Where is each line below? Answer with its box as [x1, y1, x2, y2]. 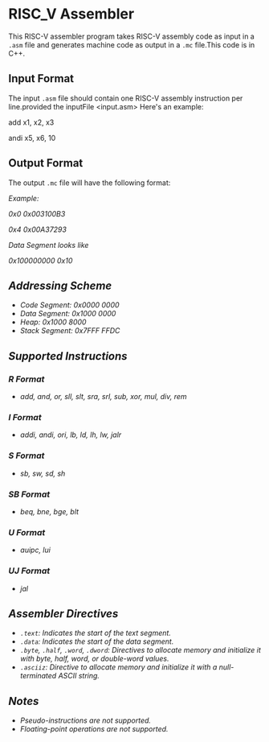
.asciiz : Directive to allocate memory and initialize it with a [19, 662, 218, 672]
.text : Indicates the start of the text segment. [19, 629, 171, 638]
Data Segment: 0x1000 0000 [19, 309, 116, 319]
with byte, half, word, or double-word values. [19, 653, 170, 664]
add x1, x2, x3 [8, 117, 55, 127]
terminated [19, 671, 57, 681]
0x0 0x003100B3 [8, 208, 66, 218]
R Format [8, 373, 45, 385]
